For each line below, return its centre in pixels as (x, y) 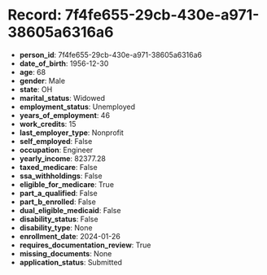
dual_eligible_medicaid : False (70, 210)
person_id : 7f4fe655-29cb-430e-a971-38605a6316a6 (111, 55)
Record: (35, 15)
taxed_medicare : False (59, 167)
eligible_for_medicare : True (67, 184)
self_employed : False (56, 141)
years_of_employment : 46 (65, 115)
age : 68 (33, 72)
